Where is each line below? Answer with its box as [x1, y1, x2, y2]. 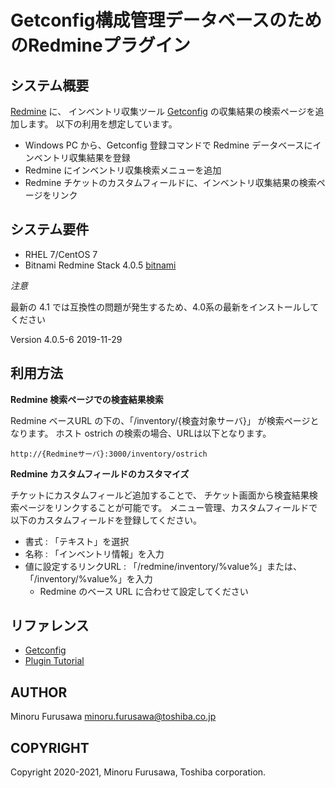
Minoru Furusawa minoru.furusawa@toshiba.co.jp [10, 711, 217, 723]
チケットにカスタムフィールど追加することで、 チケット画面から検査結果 [10, 489, 310, 501]
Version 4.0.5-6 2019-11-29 [10, 333, 123, 345]
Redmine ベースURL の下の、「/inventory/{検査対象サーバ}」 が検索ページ [10, 414, 311, 426]
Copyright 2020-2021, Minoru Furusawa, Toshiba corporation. [10, 766, 267, 778]
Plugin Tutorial [24, 655, 85, 667]
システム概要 [10, 77, 90, 94]
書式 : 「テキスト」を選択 [24, 535, 130, 547]
